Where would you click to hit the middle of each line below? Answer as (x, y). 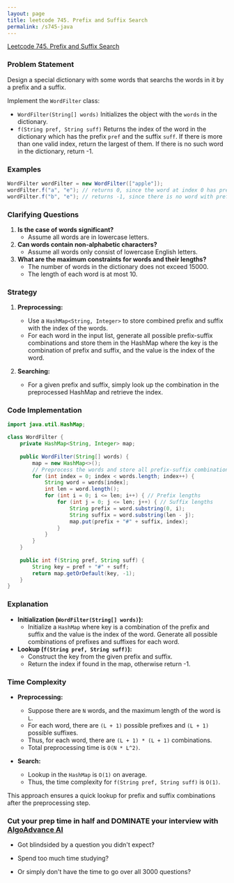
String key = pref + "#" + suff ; (81, 567)
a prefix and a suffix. (37, 87)
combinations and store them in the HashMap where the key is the (123, 343)
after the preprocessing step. (49, 803)
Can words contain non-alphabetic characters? (87, 244)
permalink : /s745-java (40, 26)
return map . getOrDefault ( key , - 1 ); (84, 573)
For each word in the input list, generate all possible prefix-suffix (120, 336)
